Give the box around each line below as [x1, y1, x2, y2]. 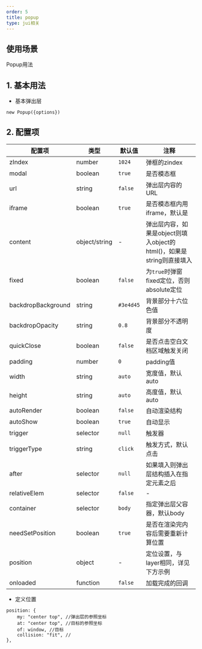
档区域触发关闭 [145, 346, 188, 355]
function [76, 579, 100, 587]
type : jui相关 [6, 20, 40, 26]
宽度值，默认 [145, 368, 182, 377]
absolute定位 [145, 285, 182, 294]
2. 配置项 [6, 127, 40, 137]
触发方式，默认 [145, 440, 188, 449]
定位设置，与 [145, 549, 182, 557]
